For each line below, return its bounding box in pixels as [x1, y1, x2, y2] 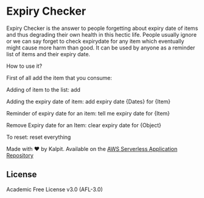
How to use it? [6, 62, 43, 70]
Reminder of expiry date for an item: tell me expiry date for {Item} [6, 109, 171, 117]
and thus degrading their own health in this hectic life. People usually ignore [6, 31, 197, 38]
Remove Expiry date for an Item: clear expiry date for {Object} [6, 121, 161, 129]
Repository [6, 152, 33, 159]
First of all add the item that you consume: [6, 74, 113, 81]
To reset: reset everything [6, 133, 71, 141]
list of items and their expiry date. [6, 50, 90, 57]
